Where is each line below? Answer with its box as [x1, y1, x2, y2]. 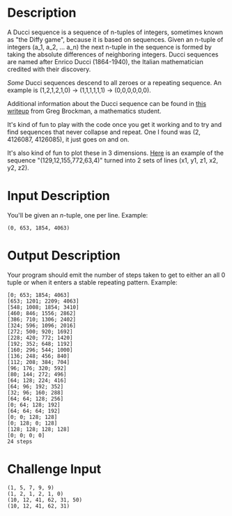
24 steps [7, 438, 33, 445]
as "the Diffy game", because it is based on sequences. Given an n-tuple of [7, 35, 224, 43]
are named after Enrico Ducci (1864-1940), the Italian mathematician [7, 57, 203, 66]
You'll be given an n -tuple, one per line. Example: [7, 211, 148, 219]
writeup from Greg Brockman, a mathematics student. [7, 107, 162, 115]
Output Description [7, 248, 121, 264]
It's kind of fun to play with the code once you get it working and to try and [7, 120, 222, 128]
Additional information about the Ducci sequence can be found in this [7, 99, 207, 107]
